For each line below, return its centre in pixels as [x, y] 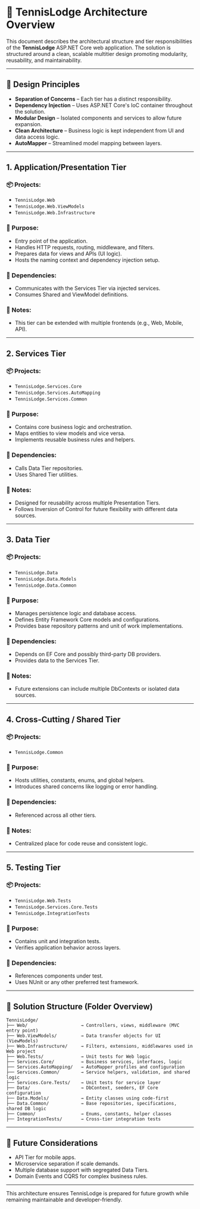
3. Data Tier [28, 540]
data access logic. [37, 137]
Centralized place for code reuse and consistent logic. [81, 844]
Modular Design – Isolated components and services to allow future [98, 118]
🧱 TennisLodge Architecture [77, 12]
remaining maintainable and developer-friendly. [64, 1199]
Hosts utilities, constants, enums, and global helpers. [79, 780]
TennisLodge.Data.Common [46, 585]
